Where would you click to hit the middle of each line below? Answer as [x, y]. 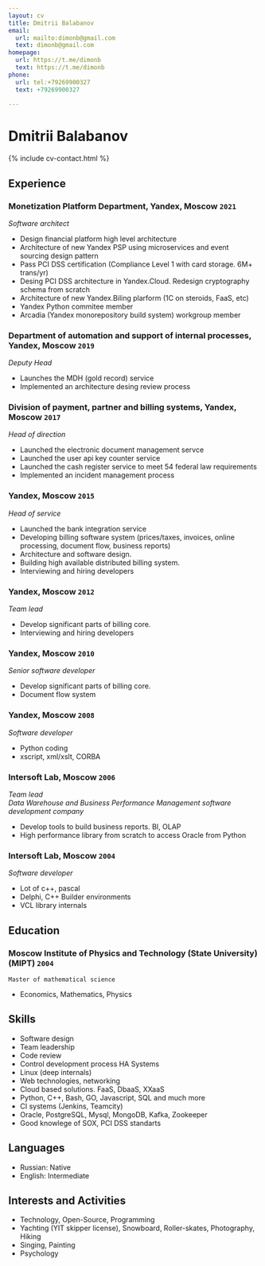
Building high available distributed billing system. [100, 563]
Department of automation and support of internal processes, [130, 335]
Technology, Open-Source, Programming [87, 1220]
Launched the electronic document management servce [112, 450]
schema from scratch [55, 289]
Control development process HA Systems [90, 1064]
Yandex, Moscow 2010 [52, 653]
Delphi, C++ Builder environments [75, 897]
